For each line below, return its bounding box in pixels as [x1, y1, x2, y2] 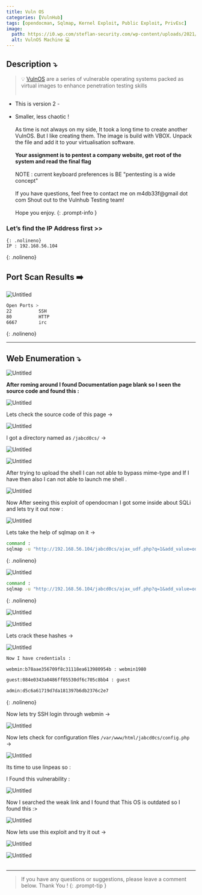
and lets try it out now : [6, 505, 63, 513]
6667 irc [6, 319, 47, 326]
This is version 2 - [14, 100, 60, 107]
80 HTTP [6, 314, 50, 320]
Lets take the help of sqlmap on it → [6, 529, 96, 536]
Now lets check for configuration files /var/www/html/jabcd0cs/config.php [6, 734, 190, 741]
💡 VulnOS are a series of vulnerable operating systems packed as [20, 75, 184, 82]
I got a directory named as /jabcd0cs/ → [6, 434, 106, 441]
